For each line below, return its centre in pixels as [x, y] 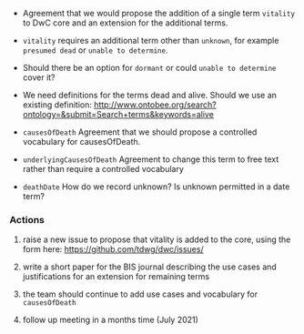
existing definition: [57, 105]
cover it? [39, 77]
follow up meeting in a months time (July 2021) [110, 320]
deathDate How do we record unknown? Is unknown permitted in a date [156, 187]
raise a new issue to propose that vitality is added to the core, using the [157, 239]
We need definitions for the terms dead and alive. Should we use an [150, 95]
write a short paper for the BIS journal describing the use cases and [150, 267]
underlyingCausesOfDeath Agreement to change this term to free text [151, 159]
